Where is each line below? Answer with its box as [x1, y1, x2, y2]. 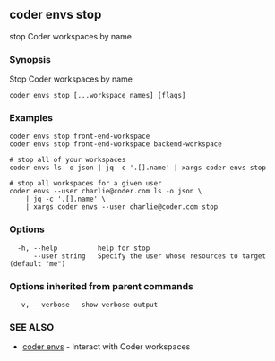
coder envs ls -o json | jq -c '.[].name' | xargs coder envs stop [9, 163, 267, 173]
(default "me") [9, 259, 66, 268]
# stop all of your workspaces [9, 156, 126, 165]
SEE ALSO [9, 321, 55, 333]
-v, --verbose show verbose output [17, 300, 159, 309]
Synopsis [9, 53, 51, 65]
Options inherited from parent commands [9, 279, 194, 292]
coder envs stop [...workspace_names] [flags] [9, 91, 186, 100]
